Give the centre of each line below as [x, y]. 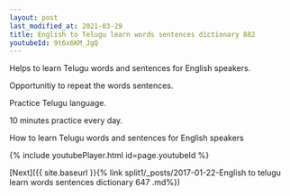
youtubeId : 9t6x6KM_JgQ [54, 43]
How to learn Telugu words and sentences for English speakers [127, 138]
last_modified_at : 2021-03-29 [66, 26]
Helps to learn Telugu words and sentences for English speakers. [130, 68]
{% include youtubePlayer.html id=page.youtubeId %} [109, 156]
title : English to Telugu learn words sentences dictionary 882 [132, 34]
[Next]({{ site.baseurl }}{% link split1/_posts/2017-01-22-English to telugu [145, 173]
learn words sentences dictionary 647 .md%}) [95, 183]
